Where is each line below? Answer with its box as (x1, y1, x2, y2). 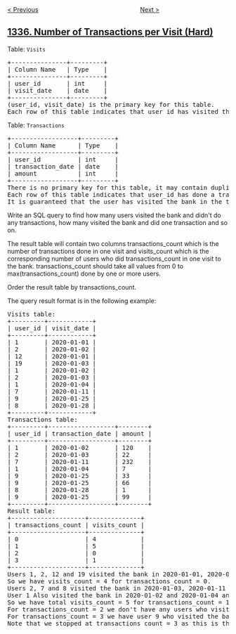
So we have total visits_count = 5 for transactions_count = (7, 598, 223, 606)
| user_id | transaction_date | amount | (7, 429, 152, 437)
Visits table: (7, 310, 56, 318)
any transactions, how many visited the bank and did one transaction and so (7, 218, 228, 226)
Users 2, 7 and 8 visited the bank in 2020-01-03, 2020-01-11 (7, 584, 226, 592)
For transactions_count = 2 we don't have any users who (7, 605, 208, 613)
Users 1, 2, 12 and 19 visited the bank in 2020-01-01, (7, 570, 204, 578)
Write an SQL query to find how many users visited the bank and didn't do (7, 211, 221, 219)
